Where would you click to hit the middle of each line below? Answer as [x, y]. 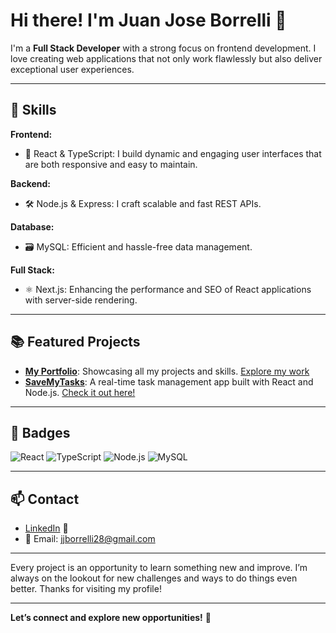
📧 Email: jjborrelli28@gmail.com [90, 539]
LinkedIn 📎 [46, 528]
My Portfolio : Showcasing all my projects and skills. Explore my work [167, 371]
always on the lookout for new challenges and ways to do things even [154, 578]
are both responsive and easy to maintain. [111, 164]
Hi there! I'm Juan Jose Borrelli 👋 [148, 20]
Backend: [30, 183]
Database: [32, 226]
